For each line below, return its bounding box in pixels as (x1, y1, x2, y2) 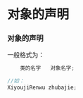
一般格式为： (7, 51, 44, 59)
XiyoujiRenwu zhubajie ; (7, 84, 77, 92)
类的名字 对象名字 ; (20, 65, 75, 72)
